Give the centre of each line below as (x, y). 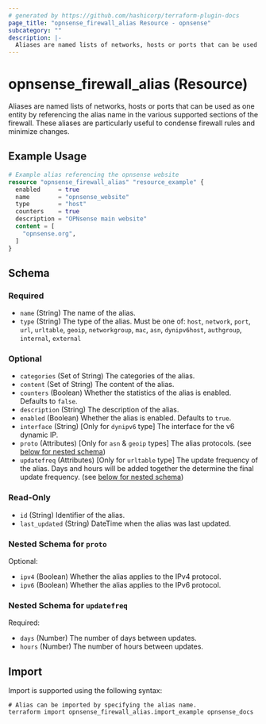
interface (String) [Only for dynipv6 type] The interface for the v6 (127, 427)
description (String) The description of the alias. (99, 410)
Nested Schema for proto (58, 544)
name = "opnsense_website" (72, 197)
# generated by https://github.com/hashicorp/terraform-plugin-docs (124, 15)
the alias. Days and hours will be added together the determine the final (137, 469)
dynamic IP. (39, 435)
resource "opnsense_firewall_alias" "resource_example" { (106, 182)
